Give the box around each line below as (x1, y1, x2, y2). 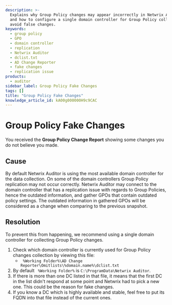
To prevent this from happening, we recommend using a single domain (5, 231, 155, 238)
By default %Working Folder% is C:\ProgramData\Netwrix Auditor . (12, 267, 151, 273)
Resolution (5, 218, 40, 226)
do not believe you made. (5, 142, 59, 148)
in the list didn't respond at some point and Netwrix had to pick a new (12, 278, 160, 284)
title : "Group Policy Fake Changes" (5, 93, 83, 98)
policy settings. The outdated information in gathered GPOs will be (5, 198, 146, 203)
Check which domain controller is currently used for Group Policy (12, 246, 151, 253)
